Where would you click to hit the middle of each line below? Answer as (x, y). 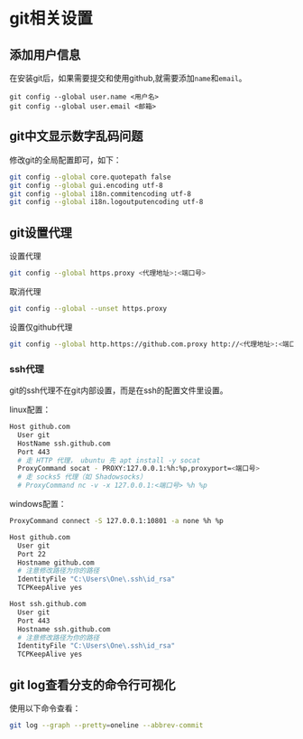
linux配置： (30, 410)
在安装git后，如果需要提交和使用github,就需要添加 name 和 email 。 (128, 78)
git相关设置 (51, 19)
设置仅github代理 (41, 327)
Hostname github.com (56, 562)
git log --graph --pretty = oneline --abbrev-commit (106, 725)
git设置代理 (41, 233)
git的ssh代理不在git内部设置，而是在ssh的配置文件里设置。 (119, 390)
